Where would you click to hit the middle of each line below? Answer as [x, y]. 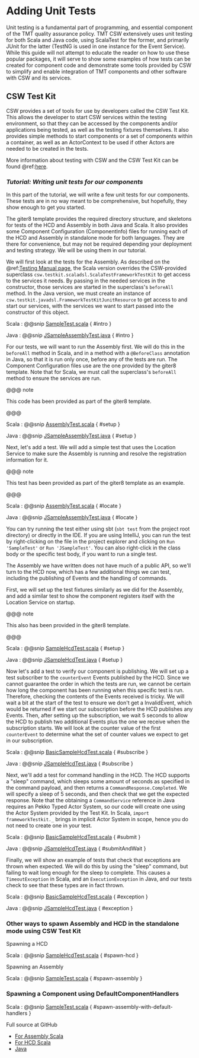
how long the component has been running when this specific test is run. [95, 690]
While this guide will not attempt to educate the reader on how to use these [98, 52]
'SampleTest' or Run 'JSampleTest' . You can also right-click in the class [93, 548]
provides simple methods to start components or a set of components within [99, 136]
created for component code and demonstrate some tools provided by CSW [99, 65]
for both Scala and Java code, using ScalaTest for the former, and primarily [98, 40]
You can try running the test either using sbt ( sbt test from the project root [98, 529]
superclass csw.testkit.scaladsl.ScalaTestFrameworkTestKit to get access [98, 275]
